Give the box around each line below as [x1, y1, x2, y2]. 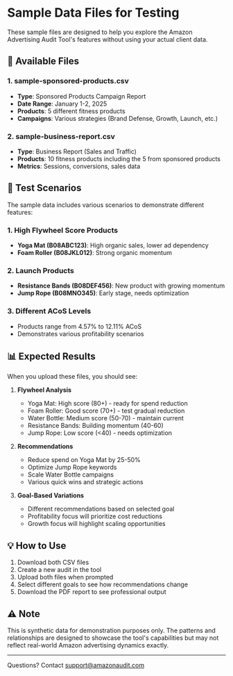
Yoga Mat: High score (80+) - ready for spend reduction [27, 399, 189, 408]
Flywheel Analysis [17, 386, 71, 394]
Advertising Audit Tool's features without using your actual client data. [7, 35, 208, 43]
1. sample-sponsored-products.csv [7, 76, 130, 86]
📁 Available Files [7, 56, 80, 67]
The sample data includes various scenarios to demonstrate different [7, 200, 205, 209]
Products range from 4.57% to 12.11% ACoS [17, 322, 142, 331]
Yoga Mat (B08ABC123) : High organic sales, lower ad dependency [17, 241, 209, 249]
